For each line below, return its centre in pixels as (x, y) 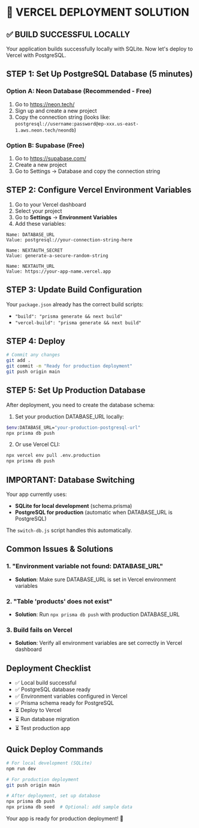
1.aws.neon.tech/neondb (45, 130)
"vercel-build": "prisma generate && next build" (78, 323)
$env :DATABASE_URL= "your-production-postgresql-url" (73, 428)
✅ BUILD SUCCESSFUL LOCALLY (68, 35)
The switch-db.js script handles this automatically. (69, 530)
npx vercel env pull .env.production (53, 456)
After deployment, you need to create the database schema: (80, 405)
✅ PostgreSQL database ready (53, 689)
